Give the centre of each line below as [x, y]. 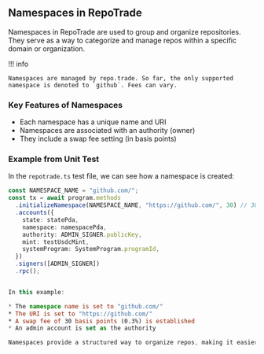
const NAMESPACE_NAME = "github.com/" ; [73, 191]
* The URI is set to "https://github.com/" [81, 314]
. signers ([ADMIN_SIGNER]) [58, 264]
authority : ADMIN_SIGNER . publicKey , [82, 234]
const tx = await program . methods [65, 198]
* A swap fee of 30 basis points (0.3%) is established [101, 321]
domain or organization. [47, 48]
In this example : [37, 292]
